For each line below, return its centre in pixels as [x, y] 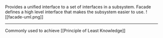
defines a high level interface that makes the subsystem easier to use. [75, 12]
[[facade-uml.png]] [24, 17]
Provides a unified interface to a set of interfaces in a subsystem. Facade [78, 7]
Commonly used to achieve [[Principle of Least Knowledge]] [65, 31]
